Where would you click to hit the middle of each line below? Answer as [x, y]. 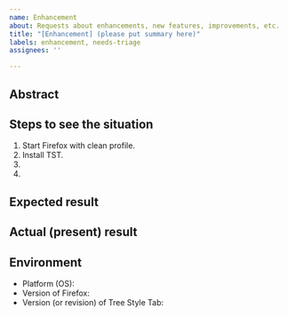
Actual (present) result [73, 232]
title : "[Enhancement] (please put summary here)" [105, 34]
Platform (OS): [48, 283]
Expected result [54, 202]
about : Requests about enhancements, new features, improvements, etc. [144, 26]
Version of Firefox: [56, 293]
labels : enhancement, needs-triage [75, 42]
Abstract [34, 94]
